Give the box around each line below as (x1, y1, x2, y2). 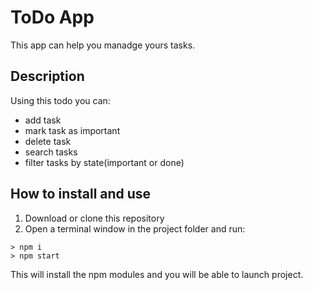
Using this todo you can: (10, 94, 111, 106)
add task (24, 114, 62, 126)
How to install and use (10, 186, 152, 203)
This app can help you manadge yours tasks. (10, 39, 196, 51)
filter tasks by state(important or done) (24, 156, 185, 168)
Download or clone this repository (24, 212, 165, 224)
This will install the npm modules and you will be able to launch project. (10, 268, 304, 280)
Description (10, 68, 85, 85)
